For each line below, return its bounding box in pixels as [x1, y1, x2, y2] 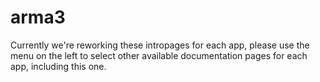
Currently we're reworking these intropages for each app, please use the [10, 39, 310, 51]
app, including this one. [10, 60, 107, 72]
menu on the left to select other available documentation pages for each [10, 49, 308, 61]
